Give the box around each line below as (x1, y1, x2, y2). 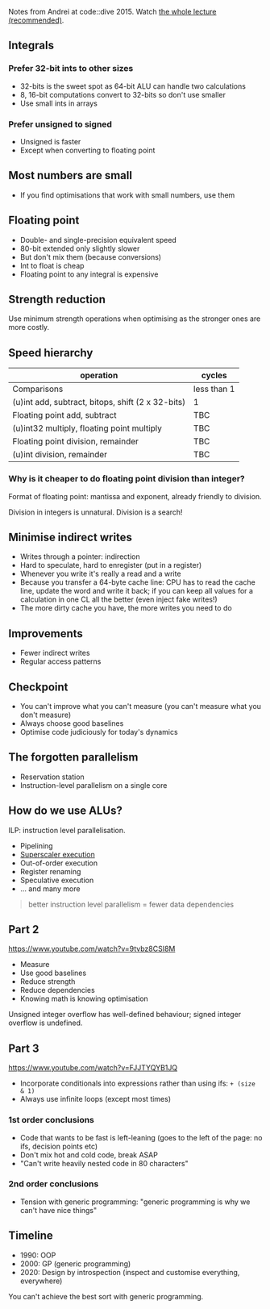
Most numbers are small (8, 169, 133, 182)
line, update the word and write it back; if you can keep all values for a (19, 586, 254, 596)
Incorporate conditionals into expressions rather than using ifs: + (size (19, 1078, 255, 1088)
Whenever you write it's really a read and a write (19, 569, 181, 579)
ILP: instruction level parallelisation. (8, 825, 127, 835)
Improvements (8, 627, 83, 640)
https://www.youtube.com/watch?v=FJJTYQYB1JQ (8, 1063, 178, 1073)
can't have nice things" (19, 1205, 98, 1215)
